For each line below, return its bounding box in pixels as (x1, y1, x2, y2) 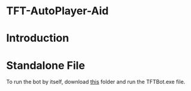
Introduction (6, 32, 69, 45)
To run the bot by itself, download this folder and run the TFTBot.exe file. (6, 79, 186, 86)
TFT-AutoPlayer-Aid (6, 4, 109, 18)
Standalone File (6, 58, 86, 72)
